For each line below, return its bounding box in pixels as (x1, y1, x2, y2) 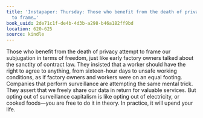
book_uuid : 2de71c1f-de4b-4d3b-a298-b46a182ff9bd (6, 20, 134, 26)
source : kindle (6, 31, 45, 38)
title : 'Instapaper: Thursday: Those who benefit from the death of (6, 8, 182, 15)
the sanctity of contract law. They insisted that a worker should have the (6, 61, 186, 68)
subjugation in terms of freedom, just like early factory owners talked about (6, 54, 194, 62)
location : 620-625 (6, 25, 53, 32)
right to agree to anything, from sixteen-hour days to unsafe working (6, 67, 177, 74)
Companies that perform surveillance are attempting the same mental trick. (6, 80, 193, 88)
